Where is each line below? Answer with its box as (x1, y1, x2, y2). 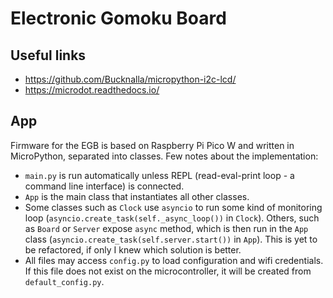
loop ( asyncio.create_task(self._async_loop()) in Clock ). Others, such (24, 212, 320, 224)
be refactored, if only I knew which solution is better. (24, 243, 242, 256)
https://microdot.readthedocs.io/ (24, 84, 160, 96)
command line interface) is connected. (24, 180, 185, 192)
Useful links (10, 47, 87, 64)
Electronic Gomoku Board (10, 7, 227, 30)
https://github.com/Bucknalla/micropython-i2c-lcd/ (24, 73, 237, 85)
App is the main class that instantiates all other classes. (24, 190, 250, 202)
